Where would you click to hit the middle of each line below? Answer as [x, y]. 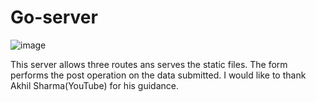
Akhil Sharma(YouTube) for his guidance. [95, 85]
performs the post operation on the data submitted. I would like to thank [158, 75]
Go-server [54, 17]
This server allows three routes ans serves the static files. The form [149, 64]
